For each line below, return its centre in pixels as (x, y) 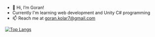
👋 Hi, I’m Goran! (28, 8)
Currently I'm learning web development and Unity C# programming (81, 13)
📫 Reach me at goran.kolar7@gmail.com (54, 18)
